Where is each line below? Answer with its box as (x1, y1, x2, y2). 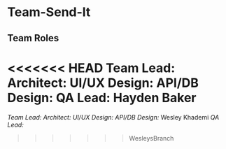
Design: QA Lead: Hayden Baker (7, 90, 197, 106)
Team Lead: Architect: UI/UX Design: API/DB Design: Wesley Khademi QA (7, 113, 220, 121)
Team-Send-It (7, 4, 91, 20)
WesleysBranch (129, 134, 174, 142)
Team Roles (7, 32, 59, 44)
